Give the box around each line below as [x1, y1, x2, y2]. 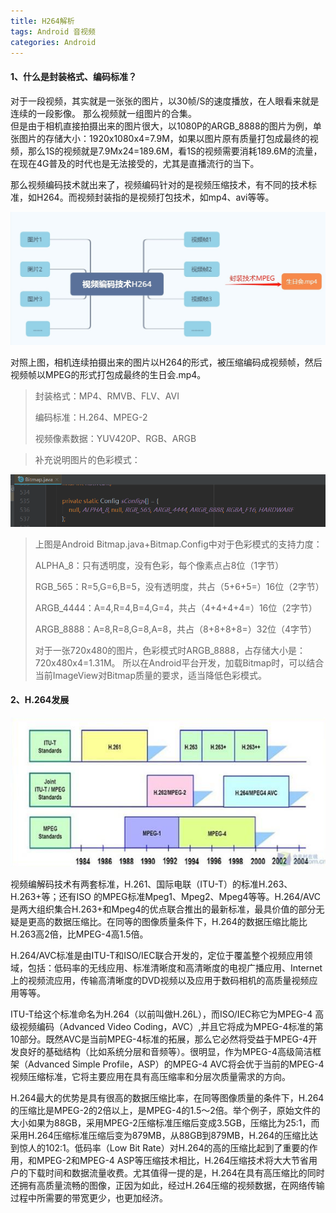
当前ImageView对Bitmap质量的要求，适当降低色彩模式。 [34, 669, 267, 681]
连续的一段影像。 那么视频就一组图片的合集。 [10, 107, 197, 119]
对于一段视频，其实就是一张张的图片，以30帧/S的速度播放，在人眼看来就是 [10, 95, 320, 107]
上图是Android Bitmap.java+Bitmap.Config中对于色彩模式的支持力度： [34, 538, 323, 550]
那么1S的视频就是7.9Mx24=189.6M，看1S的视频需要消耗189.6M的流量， [27, 145, 323, 157]
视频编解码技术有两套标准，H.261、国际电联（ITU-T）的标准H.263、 [10, 878, 293, 890]
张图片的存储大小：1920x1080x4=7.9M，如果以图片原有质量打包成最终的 [10, 132, 310, 144]
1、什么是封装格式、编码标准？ [10, 70, 138, 82]
